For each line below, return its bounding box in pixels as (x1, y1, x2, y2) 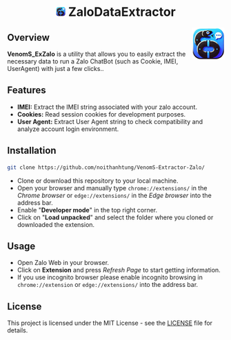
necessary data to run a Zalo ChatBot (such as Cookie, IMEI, (7, 57, 179, 66)
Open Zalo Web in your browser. (17, 259, 109, 267)
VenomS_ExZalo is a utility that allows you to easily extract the (7, 50, 186, 58)
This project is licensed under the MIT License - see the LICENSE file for (7, 319, 212, 328)
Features (7, 84, 46, 97)
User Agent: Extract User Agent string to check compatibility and (17, 117, 203, 126)
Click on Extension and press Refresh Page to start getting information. (17, 266, 221, 274)
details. (7, 326, 28, 334)
